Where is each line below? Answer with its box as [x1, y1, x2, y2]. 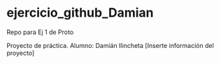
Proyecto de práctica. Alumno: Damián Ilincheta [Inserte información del [6, 41, 214, 49]
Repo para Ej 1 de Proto [6, 28, 74, 36]
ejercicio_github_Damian [6, 5, 154, 21]
